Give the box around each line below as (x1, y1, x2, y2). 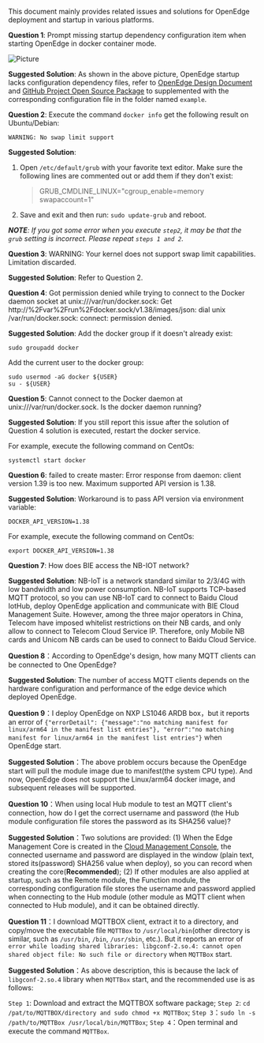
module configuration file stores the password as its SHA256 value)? (8, 817, 231, 826)
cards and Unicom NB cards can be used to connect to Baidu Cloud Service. (8, 635, 257, 644)
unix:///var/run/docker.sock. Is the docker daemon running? (8, 402, 203, 412)
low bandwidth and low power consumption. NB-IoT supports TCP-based (8, 585, 247, 593)
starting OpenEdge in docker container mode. (8, 39, 157, 48)
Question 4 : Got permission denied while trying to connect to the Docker (8, 288, 245, 297)
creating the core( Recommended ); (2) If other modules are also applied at (8, 867, 250, 876)
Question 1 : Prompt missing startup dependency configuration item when (8, 31, 247, 40)
